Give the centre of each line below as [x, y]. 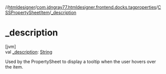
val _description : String [29, 51]
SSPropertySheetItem [27, 12]
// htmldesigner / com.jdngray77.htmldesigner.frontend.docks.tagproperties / [82, 7]
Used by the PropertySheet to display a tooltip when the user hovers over [81, 61]
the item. [14, 66]
